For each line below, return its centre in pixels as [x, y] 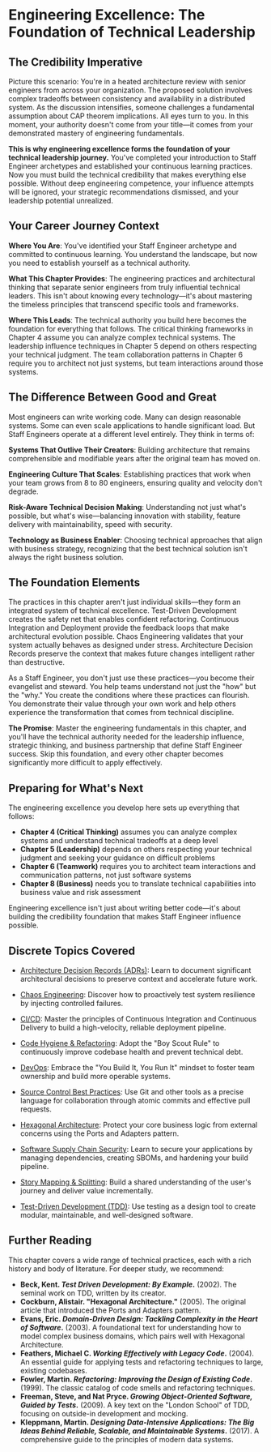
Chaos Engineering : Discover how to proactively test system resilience [138, 995]
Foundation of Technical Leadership [132, 32]
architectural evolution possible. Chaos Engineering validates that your [126, 636]
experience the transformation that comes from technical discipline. [121, 713]
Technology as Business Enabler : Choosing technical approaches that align [135, 540]
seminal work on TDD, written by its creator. [93, 1293]
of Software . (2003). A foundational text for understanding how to [131, 1327]
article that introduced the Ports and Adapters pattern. [110, 1310]
